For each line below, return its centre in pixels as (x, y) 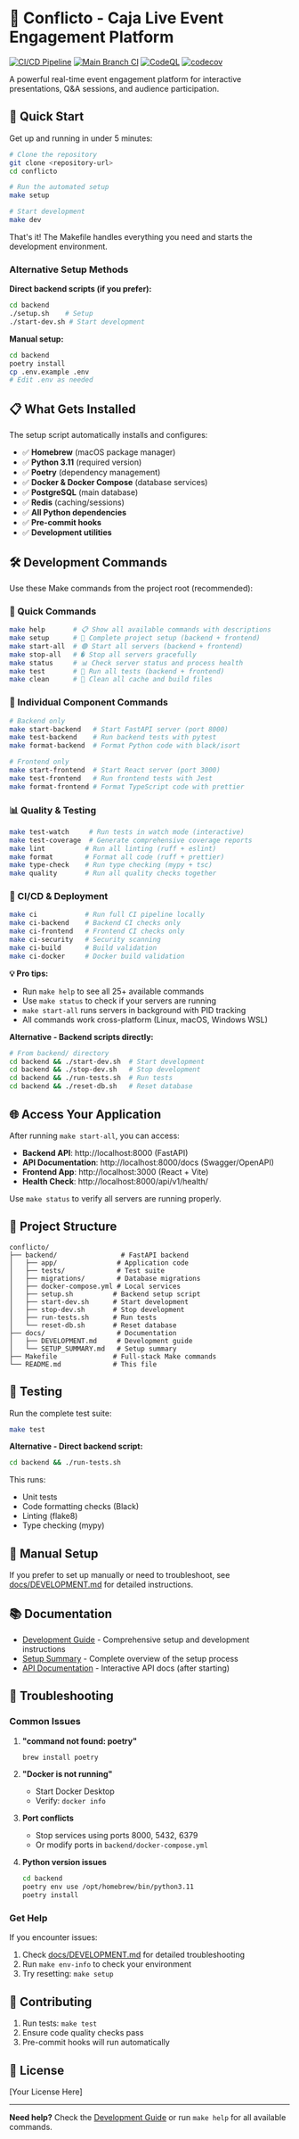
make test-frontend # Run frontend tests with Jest (111, 778)
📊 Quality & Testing (53, 810)
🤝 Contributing (51, 2002)
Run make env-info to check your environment (107, 1964)
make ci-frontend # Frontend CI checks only (97, 931)
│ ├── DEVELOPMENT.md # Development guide (101, 1341)
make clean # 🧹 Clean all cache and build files (111, 680)
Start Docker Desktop (75, 1791)
